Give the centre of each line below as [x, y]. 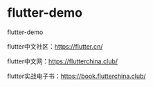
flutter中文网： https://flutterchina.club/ [63, 61]
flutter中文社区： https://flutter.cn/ [55, 46]
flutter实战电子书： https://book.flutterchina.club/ [77, 76]
